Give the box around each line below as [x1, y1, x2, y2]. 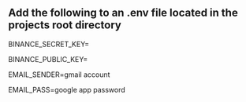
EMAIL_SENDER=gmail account [8, 70, 110, 79]
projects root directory [8, 19, 122, 32]
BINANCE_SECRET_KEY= [8, 39, 90, 49]
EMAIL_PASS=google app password [8, 85, 126, 94]
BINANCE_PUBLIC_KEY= [8, 54, 88, 64]
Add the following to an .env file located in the [8, 6, 238, 20]
